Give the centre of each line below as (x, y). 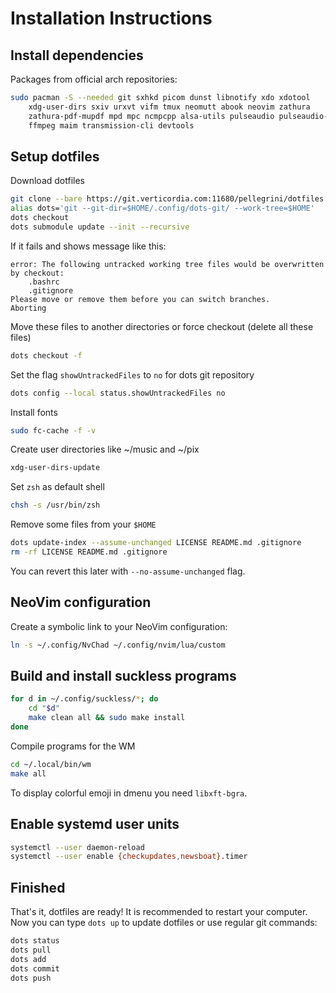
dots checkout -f (46, 355)
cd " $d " (44, 708)
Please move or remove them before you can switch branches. (140, 299)
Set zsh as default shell (57, 487)
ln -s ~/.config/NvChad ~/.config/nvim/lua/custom (118, 645)
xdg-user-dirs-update (55, 468)
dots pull (31, 950)
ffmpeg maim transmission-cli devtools (111, 125)
